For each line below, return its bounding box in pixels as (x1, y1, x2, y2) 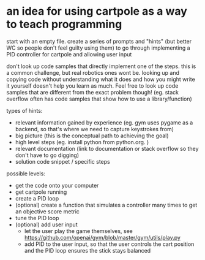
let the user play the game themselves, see (24, 227, 133, 234)
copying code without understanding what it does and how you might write (6, 75, 196, 83)
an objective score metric (15, 207, 80, 215)
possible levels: (6, 170, 46, 177)
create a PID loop (15, 194, 59, 202)
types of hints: (6, 107, 43, 114)
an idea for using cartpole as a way (6, 4, 188, 18)
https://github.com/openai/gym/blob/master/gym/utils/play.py (24, 234, 181, 241)
